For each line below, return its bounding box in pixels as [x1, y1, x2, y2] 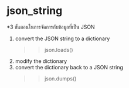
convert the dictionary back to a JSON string [15, 64, 124, 71]
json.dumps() [44, 75, 77, 82]
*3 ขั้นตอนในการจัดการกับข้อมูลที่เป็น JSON [6, 23, 96, 30]
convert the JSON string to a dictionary [15, 35, 110, 42]
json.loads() [44, 46, 73, 53]
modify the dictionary [15, 57, 67, 65]
